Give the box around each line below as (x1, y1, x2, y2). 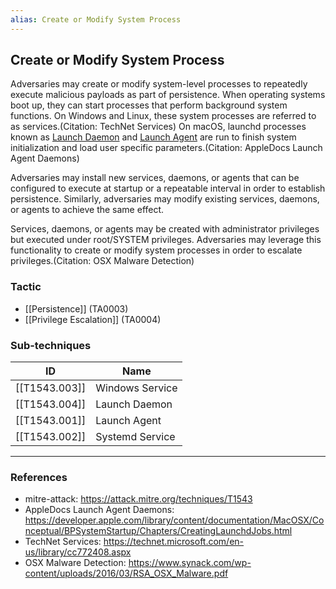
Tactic (10, 280, 42, 294)
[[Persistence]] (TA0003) (24, 302, 129, 315)
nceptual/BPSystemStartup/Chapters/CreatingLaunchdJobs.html (24, 525, 293, 537)
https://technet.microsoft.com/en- (103, 536, 245, 548)
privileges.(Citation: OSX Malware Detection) (10, 255, 195, 267)
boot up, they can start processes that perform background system (10, 99, 288, 111)
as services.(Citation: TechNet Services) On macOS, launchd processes (10, 121, 307, 133)
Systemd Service (95, 430, 176, 444)
